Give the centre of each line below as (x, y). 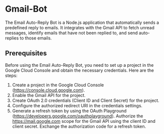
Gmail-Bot (26, 9)
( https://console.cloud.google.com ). (48, 90)
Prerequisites (26, 53)
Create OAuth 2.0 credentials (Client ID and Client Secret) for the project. (86, 100)
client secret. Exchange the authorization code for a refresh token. (79, 126)
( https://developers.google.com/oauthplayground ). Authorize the (78, 116)
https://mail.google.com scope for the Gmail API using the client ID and (84, 121)
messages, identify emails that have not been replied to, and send (71, 33)
